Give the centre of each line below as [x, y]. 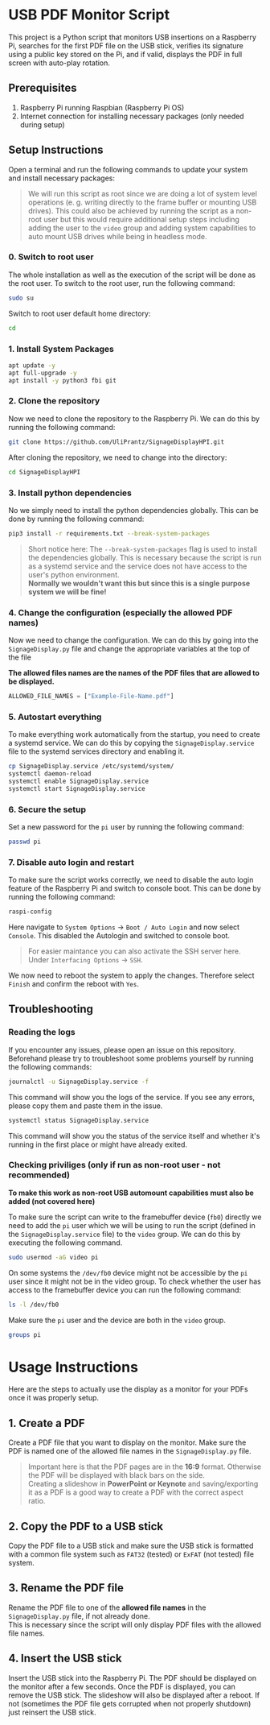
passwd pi [25, 842]
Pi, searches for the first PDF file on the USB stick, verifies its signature [126, 45]
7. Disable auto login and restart [71, 862]
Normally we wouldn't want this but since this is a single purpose [139, 583]
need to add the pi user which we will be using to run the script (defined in [132, 1225]
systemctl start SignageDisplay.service [77, 788]
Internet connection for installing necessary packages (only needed [132, 116]
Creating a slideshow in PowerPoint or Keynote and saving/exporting [143, 1484]
